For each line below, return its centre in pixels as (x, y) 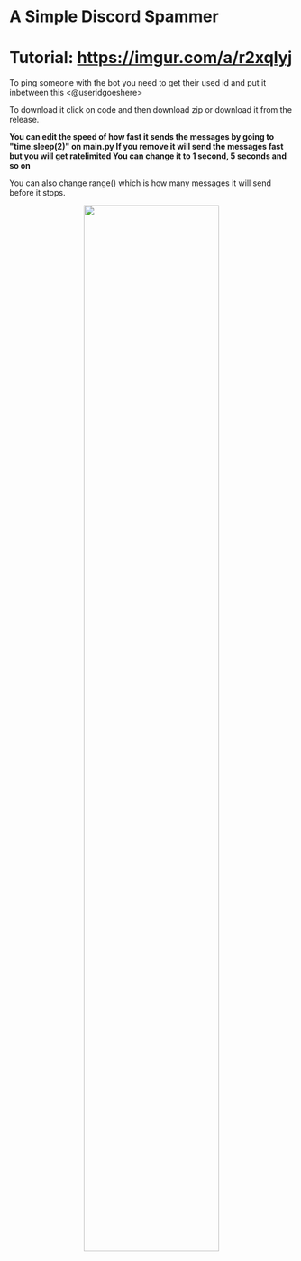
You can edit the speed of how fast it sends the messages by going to (142, 137)
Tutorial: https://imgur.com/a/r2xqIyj (151, 58)
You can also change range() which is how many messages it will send (141, 183)
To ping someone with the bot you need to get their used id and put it (138, 83)
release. (24, 120)
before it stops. (37, 193)
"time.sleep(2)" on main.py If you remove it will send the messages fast (146, 147)
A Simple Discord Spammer (114, 17)
